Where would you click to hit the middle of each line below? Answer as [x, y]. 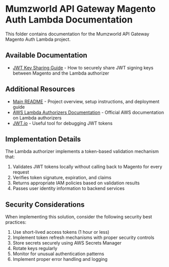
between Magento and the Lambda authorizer [61, 73]
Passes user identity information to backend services [69, 188]
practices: [16, 222]
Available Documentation [46, 55]
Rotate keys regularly [35, 249]
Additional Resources [40, 89]
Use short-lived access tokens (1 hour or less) [61, 232]
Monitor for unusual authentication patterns [58, 254]
